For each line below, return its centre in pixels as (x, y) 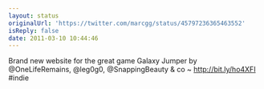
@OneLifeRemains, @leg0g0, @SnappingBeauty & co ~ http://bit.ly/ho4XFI (132, 70)
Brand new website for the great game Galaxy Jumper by (103, 61)
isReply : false (34, 30)
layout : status (34, 16)
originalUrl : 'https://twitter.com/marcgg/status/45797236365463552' (127, 23)
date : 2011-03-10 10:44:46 (53, 38)
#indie (19, 78)
